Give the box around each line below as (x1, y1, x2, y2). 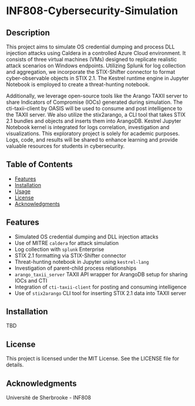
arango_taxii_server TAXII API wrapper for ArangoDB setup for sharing (14, 270, 188, 278)
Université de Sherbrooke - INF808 (6, 394, 91, 401)
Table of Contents (6, 159, 73, 169)
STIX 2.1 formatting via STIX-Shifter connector (14, 252, 126, 259)
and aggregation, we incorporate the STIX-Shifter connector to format (6, 68, 176, 75)
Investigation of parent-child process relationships (14, 264, 137, 271)
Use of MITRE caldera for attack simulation (14, 239, 119, 246)
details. (6, 361, 24, 368)
